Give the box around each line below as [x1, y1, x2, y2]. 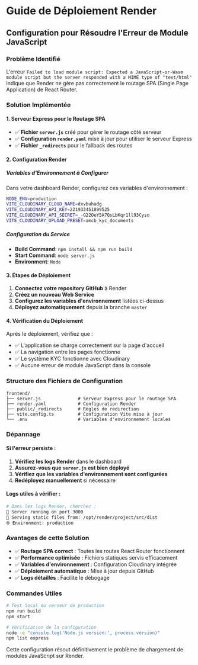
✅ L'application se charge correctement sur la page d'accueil [14, 342, 165, 349]
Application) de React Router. [6, 86, 78, 93]
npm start [6, 613, 31, 619]
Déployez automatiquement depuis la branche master [14, 304, 148, 311]
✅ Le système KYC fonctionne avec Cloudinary [14, 355, 130, 362]
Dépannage [6, 430, 40, 438]
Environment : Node [14, 258, 61, 265]
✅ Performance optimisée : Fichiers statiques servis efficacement [14, 554, 178, 561]
